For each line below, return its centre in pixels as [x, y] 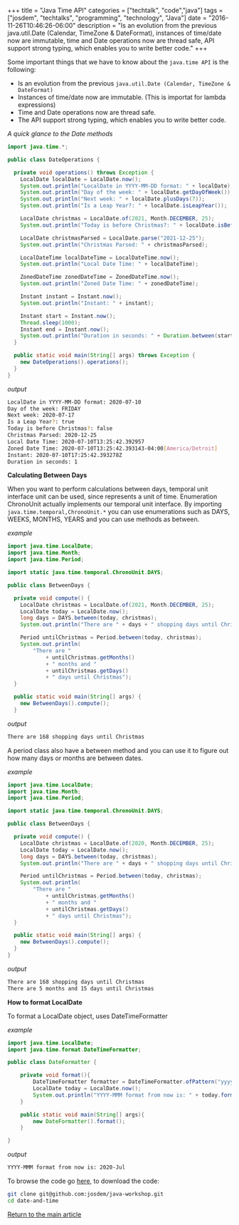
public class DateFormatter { [52, 1062]
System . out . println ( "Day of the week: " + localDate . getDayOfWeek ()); [127, 193]
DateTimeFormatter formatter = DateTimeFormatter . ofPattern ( [126, 1082]
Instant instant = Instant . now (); [71, 297]
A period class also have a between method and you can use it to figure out [118, 750]
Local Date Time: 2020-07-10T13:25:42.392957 [76, 441]
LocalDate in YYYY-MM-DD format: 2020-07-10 [74, 402]
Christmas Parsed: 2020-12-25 [52, 435]
